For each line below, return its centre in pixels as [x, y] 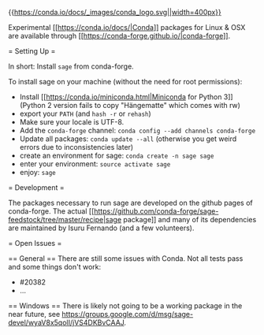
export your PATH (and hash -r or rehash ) [85, 114]
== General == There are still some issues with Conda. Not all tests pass [126, 259]
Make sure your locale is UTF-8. [72, 122]
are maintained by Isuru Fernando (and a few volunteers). [101, 228]
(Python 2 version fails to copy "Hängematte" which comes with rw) [130, 105]
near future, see [34, 314]
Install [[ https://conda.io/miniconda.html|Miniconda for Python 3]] [126, 97]
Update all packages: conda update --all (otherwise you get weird [128, 139]
